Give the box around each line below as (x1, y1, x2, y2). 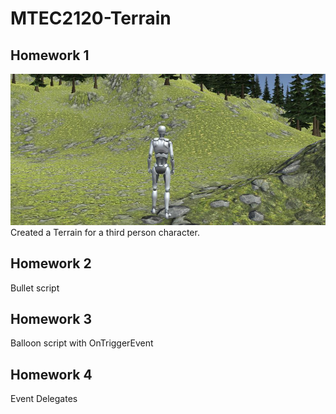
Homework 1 (10, 47, 90, 64)
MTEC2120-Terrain (10, 7, 172, 30)
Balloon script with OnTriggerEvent (10, 337, 154, 349)
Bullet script (10, 282, 60, 294)
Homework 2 (10, 255, 92, 272)
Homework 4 (10, 366, 93, 383)
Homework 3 (10, 311, 92, 327)
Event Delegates (10, 393, 78, 405)
